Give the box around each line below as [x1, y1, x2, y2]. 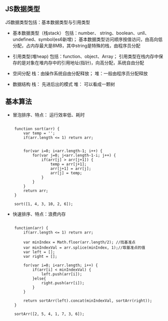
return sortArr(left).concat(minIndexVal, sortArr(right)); [23, 298, 152, 303]
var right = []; [23, 254, 58, 259]
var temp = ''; [23, 130, 55, 135]
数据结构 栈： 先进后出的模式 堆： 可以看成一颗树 [12, 81, 115, 87]
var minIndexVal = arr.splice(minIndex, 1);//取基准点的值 [23, 245, 145, 250]
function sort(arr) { [14, 126, 60, 131]
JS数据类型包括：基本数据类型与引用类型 [5, 19, 90, 25]
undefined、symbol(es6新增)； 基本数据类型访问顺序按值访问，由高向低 [12, 36, 163, 42]
